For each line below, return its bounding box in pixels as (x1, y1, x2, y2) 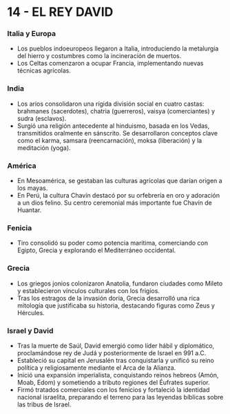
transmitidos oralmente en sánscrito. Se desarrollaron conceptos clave (17, 129, 218, 137)
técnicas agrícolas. (17, 66, 71, 75)
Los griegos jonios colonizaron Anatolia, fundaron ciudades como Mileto (17, 279, 223, 288)
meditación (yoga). (17, 143, 71, 152)
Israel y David (7, 326, 54, 335)
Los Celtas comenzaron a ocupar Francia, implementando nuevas (17, 59, 204, 68)
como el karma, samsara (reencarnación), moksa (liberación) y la (17, 136, 202, 144)
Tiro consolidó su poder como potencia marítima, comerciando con (17, 239, 209, 247)
